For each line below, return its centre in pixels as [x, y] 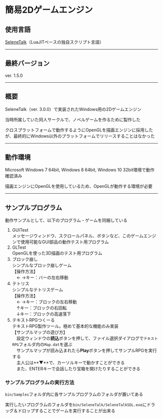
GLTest [19, 247]
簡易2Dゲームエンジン [49, 10]
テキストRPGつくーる [33, 320]
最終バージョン [27, 64]
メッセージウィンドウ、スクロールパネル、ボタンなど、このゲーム [78, 236]
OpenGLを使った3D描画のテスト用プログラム [57, 253]
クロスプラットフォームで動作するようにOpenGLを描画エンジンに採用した [79, 130]
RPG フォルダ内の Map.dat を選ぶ [42, 345]
